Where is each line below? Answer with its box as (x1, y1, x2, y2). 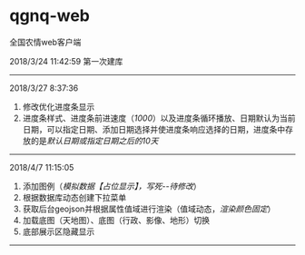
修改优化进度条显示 (22, 101, 95, 112)
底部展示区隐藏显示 (22, 226, 95, 237)
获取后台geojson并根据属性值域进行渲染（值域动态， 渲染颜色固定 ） (22, 203, 276, 214)
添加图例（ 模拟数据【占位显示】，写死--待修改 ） (22, 181, 202, 191)
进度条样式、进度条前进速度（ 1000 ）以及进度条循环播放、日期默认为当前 (22, 113, 296, 123)
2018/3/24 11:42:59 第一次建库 (9, 55, 123, 66)
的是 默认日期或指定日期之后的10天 (30, 135, 159, 146)
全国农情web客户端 (9, 36, 82, 47)
